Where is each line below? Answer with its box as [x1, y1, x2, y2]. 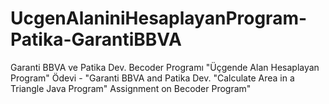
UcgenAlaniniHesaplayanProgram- [10, 7, 308, 30]
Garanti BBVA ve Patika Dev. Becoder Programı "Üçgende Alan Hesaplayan [10, 61, 320, 73]
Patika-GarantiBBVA [10, 28, 182, 51]
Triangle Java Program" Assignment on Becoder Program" [10, 82, 252, 94]
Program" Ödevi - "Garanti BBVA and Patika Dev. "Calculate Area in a [10, 72, 295, 84]
